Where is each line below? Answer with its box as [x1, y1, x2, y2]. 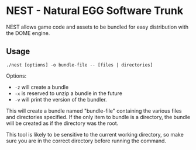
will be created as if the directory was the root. [6, 120, 119, 127]
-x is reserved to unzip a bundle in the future [14, 89, 123, 97]
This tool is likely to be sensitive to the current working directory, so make [6, 131, 184, 138]
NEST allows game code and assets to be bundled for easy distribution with [6, 23, 189, 30]
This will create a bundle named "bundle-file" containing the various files [6, 107, 182, 114]
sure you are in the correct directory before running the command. [6, 137, 167, 144]
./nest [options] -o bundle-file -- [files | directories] [6, 62, 153, 68]
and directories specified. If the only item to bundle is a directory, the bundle [6, 113, 191, 120]
